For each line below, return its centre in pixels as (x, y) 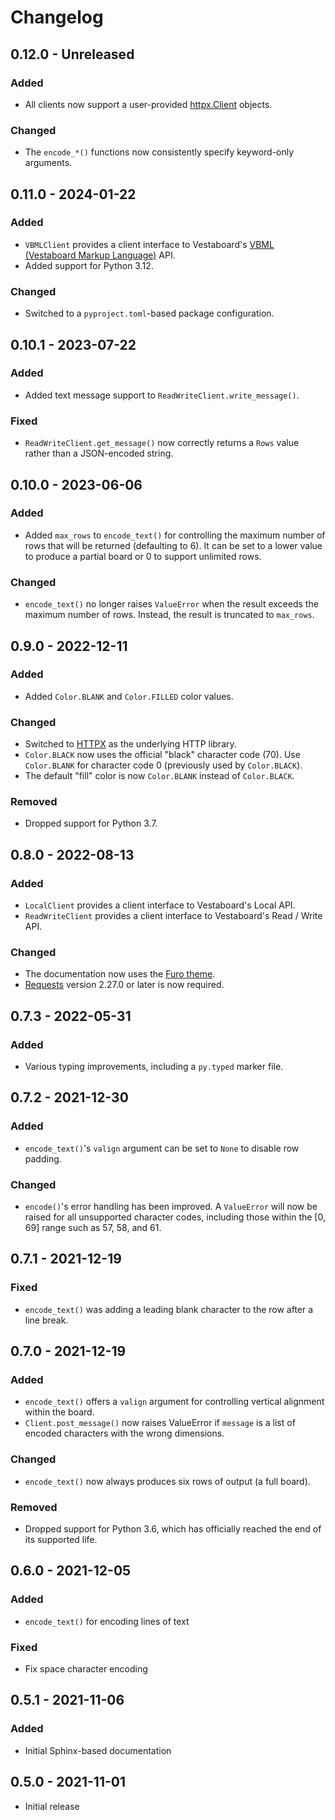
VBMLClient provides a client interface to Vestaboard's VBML (149, 244)
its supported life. (61, 1540)
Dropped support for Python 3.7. (91, 823)
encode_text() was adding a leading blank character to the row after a (169, 1309)
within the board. (59, 1412)
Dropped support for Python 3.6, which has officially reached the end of (173, 1529)
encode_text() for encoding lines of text (107, 1621)
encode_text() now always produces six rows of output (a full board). (167, 1481)
